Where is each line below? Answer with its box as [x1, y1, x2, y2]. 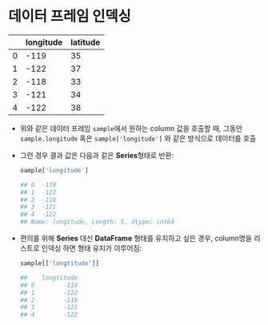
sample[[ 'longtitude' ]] [19, 260, 100, 268]
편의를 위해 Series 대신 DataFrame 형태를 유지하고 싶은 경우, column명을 [19, 233, 252, 244]
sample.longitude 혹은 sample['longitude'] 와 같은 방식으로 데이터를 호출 [19, 133, 257, 143]
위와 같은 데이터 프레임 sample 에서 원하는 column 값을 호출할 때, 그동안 [19, 123, 242, 133]
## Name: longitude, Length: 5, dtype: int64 [19, 218, 174, 226]
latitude [70, 37, 101, 48]
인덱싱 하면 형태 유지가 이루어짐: [41, 244, 142, 253]
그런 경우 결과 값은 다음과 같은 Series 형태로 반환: [19, 150, 174, 160]
